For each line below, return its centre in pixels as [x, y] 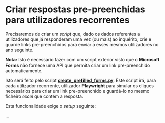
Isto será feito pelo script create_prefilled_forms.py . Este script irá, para [81, 80]
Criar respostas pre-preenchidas [75, 9]
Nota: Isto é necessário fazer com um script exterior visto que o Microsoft [82, 59]
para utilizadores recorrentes [67, 20]
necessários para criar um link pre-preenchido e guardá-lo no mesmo [77, 91]
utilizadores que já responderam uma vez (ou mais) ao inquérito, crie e [78, 39]
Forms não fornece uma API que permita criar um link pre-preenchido [78, 65]
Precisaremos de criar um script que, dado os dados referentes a [73, 34]
